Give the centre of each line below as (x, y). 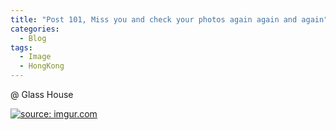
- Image (35, 57)
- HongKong (42, 66)
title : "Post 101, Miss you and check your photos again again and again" (169, 19)
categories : (35, 29)
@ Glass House (42, 94)
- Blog (33, 38)
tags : (21, 47)
